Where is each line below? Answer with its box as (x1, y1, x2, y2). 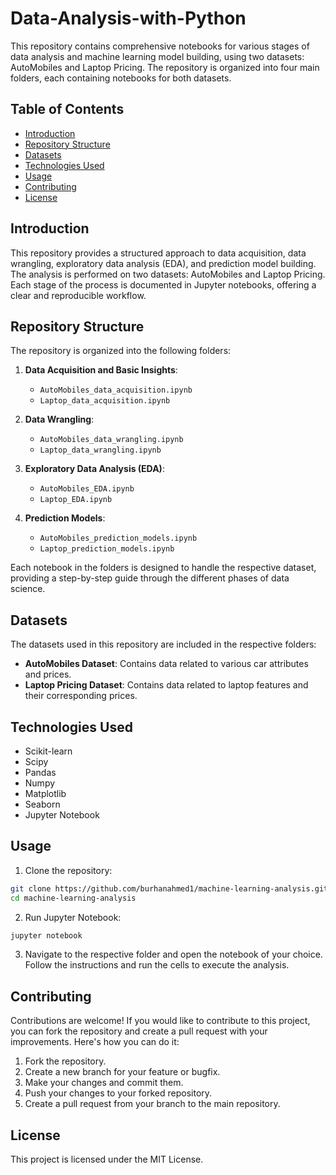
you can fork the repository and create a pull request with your (10, 1025, 268, 1037)
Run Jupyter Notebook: (24, 911, 122, 923)
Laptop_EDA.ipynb (39, 495, 113, 505)
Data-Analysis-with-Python (10, 7, 247, 30)
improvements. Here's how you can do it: (10, 1036, 180, 1048)
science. (10, 583, 46, 595)
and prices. (24, 668, 72, 681)
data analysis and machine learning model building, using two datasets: (10, 50, 305, 62)
